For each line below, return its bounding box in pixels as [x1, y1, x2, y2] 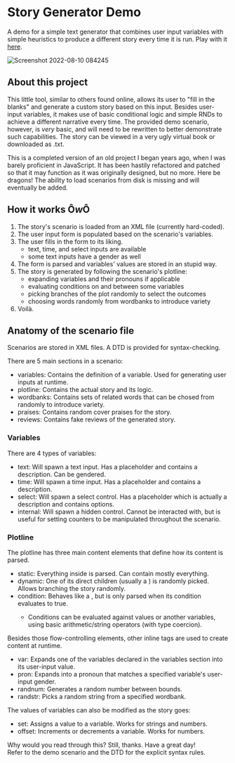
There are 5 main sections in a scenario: [7, 357, 123, 365]
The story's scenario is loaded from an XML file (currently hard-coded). [17, 222, 224, 230]
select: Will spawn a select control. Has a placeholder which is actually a [17, 493, 227, 501]
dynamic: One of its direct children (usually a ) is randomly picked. [17, 577, 209, 585]
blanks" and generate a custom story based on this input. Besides [7, 103, 198, 111]
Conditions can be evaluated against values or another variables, [27, 613, 216, 621]
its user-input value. [17, 662, 76, 671]
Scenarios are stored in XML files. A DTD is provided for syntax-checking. [7, 344, 221, 352]
